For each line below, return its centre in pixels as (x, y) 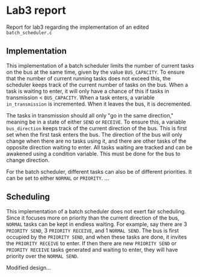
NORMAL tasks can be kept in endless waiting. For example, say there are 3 (97, 224)
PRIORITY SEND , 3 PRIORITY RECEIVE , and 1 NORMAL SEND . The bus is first (92, 230)
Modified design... (29, 267)
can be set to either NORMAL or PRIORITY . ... (58, 178)
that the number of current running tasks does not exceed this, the (89, 78)
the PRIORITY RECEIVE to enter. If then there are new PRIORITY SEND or (92, 243)
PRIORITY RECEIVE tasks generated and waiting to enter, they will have (92, 249)
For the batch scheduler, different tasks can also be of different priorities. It (99, 171)
